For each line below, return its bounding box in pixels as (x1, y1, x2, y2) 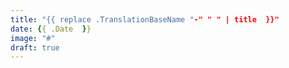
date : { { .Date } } (10, 24, 92, 34)
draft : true (10, 42, 60, 53)
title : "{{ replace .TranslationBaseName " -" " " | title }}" (10, 14, 280, 25)
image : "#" (10, 33, 56, 43)
